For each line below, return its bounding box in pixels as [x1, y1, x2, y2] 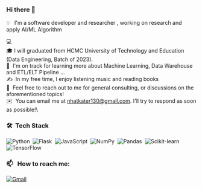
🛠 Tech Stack [6, 122, 49, 130]
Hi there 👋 [6, 5, 36, 14]
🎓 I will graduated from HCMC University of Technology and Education [6, 47, 185, 54]
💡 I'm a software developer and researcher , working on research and [6, 19, 182, 27]
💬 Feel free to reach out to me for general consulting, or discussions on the [6, 84, 194, 91]
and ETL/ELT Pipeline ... [6, 69, 65, 76]
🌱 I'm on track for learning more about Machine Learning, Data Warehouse [6, 62, 193, 70]
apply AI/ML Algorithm [6, 26, 62, 33]
